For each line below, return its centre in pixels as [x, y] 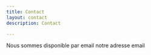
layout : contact [27, 18]
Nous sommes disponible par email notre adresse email [76, 45]
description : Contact [34, 23]
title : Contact [25, 12]
